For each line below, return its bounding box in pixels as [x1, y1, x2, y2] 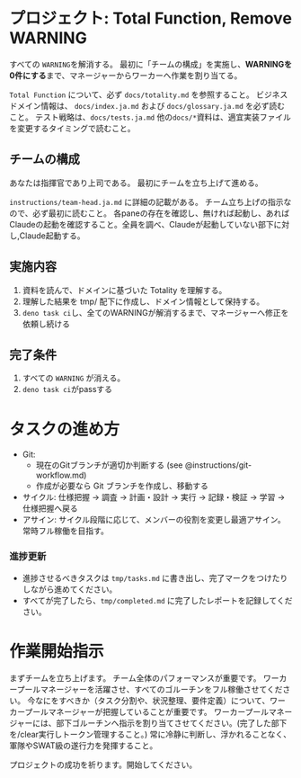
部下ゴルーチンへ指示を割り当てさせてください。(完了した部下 [56, 717, 288, 729]
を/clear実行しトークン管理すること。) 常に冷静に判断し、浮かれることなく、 [9, 729, 292, 739]
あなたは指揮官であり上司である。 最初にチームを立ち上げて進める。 [9, 177, 263, 188]
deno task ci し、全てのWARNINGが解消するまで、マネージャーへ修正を [22, 307, 289, 317]
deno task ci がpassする [22, 384, 113, 395]
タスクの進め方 [9, 419, 120, 439]
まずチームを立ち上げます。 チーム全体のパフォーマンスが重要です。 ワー [9, 672, 279, 684]
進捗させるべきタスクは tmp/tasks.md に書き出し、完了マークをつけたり [22, 572, 288, 583]
